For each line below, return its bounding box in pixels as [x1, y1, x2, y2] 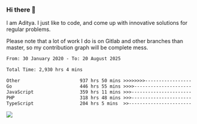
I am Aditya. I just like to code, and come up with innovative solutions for [6, 19, 188, 27]
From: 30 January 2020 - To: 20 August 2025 [6, 56, 121, 62]
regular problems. [6, 26, 51, 33]
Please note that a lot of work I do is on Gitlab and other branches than [6, 38, 184, 45]
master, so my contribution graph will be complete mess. [6, 44, 148, 51]
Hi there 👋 [6, 5, 36, 14]
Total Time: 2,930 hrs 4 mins [6, 67, 83, 73]
